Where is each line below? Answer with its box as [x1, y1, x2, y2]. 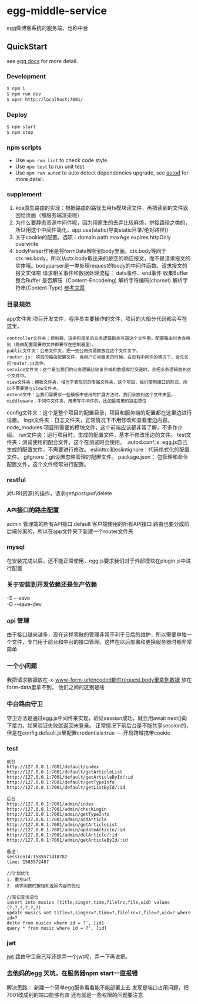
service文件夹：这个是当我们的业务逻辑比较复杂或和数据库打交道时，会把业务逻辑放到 [6, 367, 187, 373]
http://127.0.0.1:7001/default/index [6, 763, 99, 770]
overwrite [15, 241, 39, 248]
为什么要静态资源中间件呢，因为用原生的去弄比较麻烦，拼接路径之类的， [15, 219, 190, 226]
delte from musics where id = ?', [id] [6, 920, 105, 926]
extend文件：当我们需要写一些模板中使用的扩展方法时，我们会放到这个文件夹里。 [6, 391, 176, 397]
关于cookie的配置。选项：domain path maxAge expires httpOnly [15, 234, 171, 241]
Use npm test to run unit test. [15, 163, 86, 170]
